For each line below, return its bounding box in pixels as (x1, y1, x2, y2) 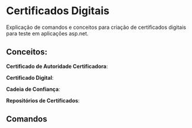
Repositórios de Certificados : (6, 97, 80, 104)
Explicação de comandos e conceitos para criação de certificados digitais (6, 24, 186, 31)
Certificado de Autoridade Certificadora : (6, 63, 108, 70)
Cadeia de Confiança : (6, 86, 60, 93)
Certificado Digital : (6, 74, 54, 81)
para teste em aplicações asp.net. (6, 29, 89, 37)
